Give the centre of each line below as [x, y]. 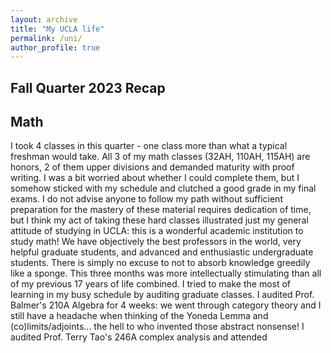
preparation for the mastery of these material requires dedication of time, [161, 210]
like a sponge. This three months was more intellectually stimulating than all [166, 273]
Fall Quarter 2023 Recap [88, 87]
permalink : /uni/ [46, 38]
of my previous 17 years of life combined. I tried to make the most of [151, 284]
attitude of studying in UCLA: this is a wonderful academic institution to [157, 231]
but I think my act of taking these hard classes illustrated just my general [159, 220]
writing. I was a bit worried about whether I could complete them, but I [155, 178]
